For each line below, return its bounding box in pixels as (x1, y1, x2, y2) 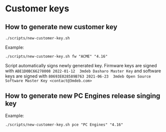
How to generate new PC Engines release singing (5, 92, 161, 100)
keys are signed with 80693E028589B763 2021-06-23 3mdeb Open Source (5, 73, 151, 79)
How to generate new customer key (5, 23, 118, 31)
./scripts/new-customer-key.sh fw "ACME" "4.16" (5, 54, 108, 59)
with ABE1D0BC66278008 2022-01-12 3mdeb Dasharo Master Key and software (5, 68, 162, 74)
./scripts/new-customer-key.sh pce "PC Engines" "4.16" (5, 122, 123, 127)
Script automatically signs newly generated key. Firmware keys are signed (5, 63, 158, 68)
